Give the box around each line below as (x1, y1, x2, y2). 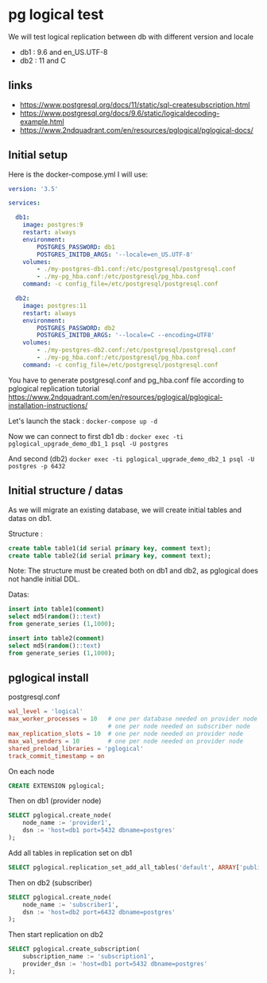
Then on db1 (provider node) (8, 796, 102, 806)
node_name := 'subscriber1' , (22, 900, 119, 908)
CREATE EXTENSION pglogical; (8, 782, 105, 790)
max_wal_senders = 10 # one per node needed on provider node (8, 737, 244, 745)
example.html (19, 117, 65, 126)
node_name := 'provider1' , (22, 819, 112, 827)
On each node (8, 766, 55, 776)
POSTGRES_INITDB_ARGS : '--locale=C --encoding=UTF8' (37, 332, 215, 340)
